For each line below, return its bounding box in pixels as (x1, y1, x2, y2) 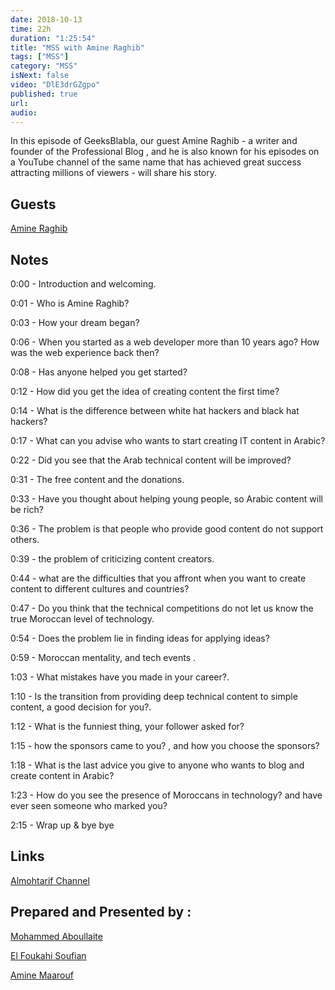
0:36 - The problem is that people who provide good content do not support (10, 523, 324, 535)
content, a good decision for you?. (10, 701, 152, 713)
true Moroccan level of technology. (10, 613, 155, 625)
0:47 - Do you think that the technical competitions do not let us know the (10, 602, 314, 614)
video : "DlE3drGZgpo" (10, 80, 101, 90)
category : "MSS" (10, 61, 78, 71)
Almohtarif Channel (10, 874, 90, 886)
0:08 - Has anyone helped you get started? (10, 366, 188, 378)
